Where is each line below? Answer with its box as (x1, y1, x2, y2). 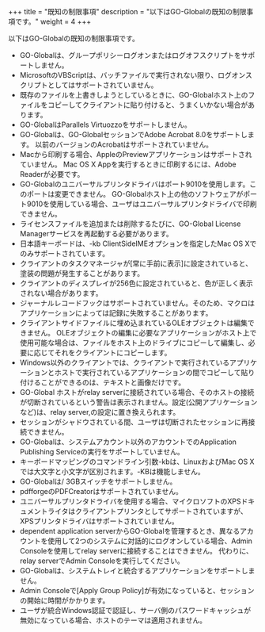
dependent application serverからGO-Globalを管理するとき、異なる (19, 527, 240, 535)
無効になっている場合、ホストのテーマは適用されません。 (19, 615, 207, 625)
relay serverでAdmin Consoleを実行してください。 (19, 556, 184, 565)
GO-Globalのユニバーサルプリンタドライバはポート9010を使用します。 (19, 179, 250, 189)
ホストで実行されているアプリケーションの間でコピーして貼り (54, 368, 256, 377)
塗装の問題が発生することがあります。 (19, 269, 145, 278)
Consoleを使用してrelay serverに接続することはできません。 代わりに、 (19, 546, 253, 555)
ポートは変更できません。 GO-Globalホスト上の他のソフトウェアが (26, 190, 244, 198)
